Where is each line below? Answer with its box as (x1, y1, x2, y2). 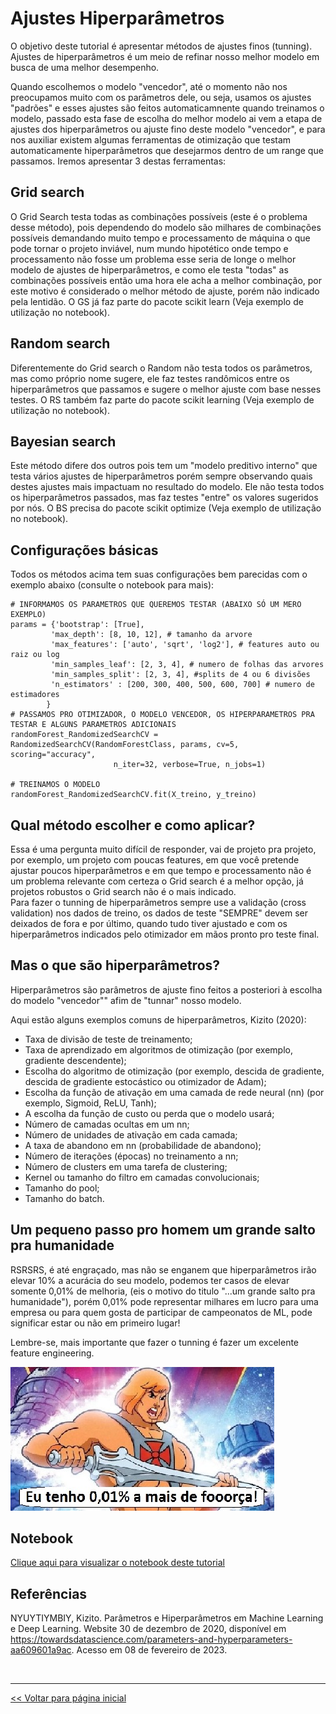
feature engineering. (10, 1347, 95, 1359)
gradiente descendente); (24, 1054, 127, 1066)
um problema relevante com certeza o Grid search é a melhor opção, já (10, 875, 304, 887)
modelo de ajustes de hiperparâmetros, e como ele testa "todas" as (10, 263, 289, 276)
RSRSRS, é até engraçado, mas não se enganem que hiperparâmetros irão (10, 1263, 317, 1276)
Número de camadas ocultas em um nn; (24, 1118, 190, 1130)
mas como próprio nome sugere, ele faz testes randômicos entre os (10, 372, 290, 384)
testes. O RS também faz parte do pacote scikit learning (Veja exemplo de (10, 393, 315, 406)
